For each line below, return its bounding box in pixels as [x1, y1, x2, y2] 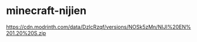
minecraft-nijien [6, 4, 87, 17]
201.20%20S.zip [6, 29, 46, 36]
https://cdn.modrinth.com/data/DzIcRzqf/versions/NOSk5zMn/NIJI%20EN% [6, 23, 191, 30]
